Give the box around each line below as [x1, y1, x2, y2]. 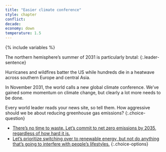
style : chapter [5, 12, 37, 17]
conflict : [5, 17, 26, 22]
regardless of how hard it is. [12, 130, 70, 136]
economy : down [5, 26, 35, 31]
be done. [5, 95, 24, 101]
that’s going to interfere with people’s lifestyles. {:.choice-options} [12, 141, 148, 147]
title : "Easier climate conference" [5, 7, 81, 13]
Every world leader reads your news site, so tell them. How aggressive [5, 105, 150, 110]
